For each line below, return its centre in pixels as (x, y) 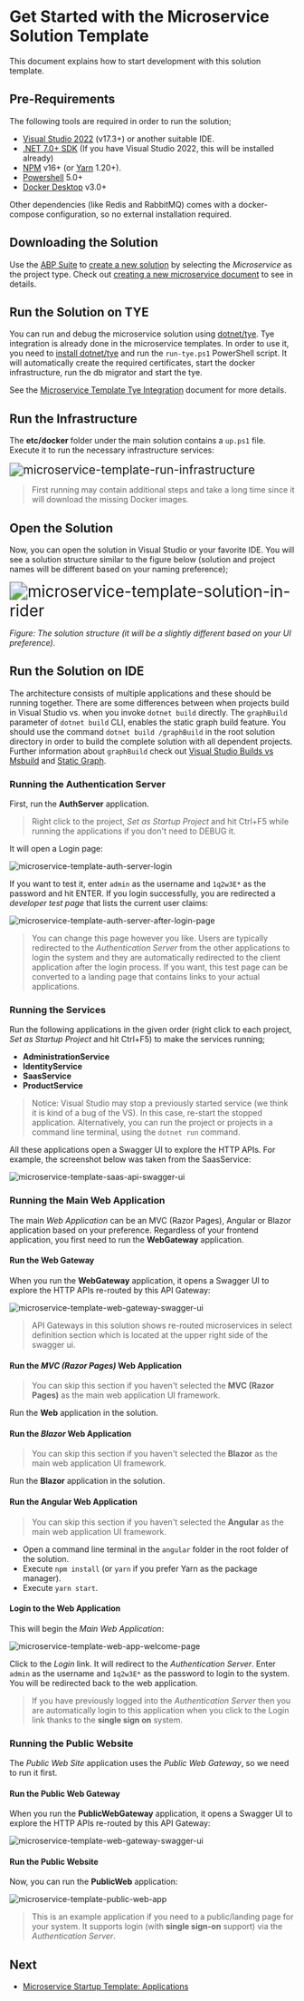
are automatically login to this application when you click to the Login (160, 1710)
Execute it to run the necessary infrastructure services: (112, 450)
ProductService (52, 1086)
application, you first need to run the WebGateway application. (127, 1239)
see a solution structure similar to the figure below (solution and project (142, 559)
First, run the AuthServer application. (79, 804)
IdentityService (52, 1067)
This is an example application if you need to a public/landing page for (162, 1917)
